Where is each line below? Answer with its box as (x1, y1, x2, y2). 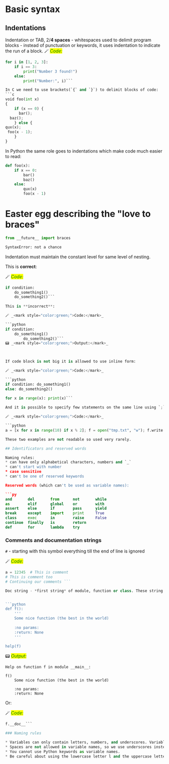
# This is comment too (5, 574, 53, 580)
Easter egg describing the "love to (5, 208, 151, 220)
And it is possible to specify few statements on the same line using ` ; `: (5, 405, 167, 410)
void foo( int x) (5, 97, 39, 102)
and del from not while (5, 497, 107, 502)
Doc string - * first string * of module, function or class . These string (5, 588, 163, 593)
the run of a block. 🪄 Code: (5, 48, 63, 54)
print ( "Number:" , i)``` (23, 78, 73, 84)
